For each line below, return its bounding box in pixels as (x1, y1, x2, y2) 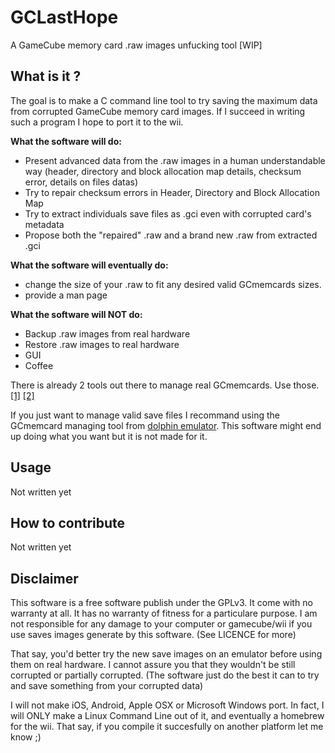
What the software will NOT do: (10, 308, 143, 320)
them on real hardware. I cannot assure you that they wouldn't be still (10, 659, 296, 671)
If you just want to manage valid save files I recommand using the (10, 409, 280, 421)
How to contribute (10, 514, 126, 531)
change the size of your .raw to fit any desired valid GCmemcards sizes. (24, 278, 322, 290)
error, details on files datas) (24, 176, 139, 188)
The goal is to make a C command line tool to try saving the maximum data (10, 94, 318, 106)
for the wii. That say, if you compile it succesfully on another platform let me (10, 721, 324, 733)
